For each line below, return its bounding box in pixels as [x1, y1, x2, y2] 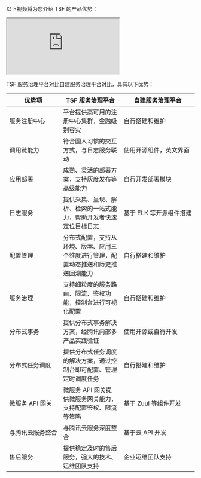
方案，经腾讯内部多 [63, 327, 118, 336]
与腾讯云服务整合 [9, 428, 58, 436]
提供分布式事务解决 [63, 318, 118, 327]
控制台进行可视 [75, 298, 118, 307]
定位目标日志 [63, 222, 100, 230]
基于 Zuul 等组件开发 [123, 399, 181, 407]
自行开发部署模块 [123, 175, 172, 183]
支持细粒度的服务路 [63, 280, 118, 289]
